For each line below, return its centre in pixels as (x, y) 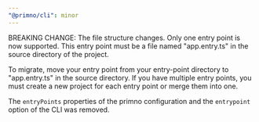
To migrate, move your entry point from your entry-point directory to (119, 69)
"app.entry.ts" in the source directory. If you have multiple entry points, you (130, 77)
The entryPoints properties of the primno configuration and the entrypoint (129, 101)
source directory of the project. (59, 54)
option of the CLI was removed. (59, 109)
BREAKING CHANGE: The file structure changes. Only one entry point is (124, 38)
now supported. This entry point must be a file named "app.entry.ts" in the (128, 46)
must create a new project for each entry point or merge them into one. (123, 86)
